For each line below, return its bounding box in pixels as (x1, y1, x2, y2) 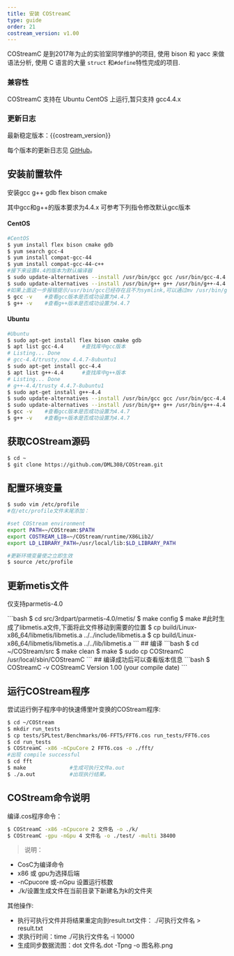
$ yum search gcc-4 (7, 248, 64, 255)
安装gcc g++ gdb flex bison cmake (7, 188, 107, 196)
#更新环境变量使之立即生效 (7, 552, 73, 559)
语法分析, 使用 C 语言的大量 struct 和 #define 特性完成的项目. (7, 59, 181, 67)
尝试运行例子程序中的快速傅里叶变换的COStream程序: (7, 705, 161, 713)
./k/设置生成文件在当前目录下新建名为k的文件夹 (17, 887, 153, 895)
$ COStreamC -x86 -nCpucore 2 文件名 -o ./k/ (7, 826, 139, 832)
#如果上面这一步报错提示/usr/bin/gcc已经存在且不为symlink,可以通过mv (7, 287, 194, 294)
